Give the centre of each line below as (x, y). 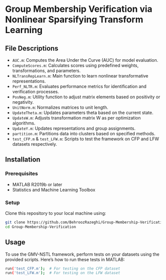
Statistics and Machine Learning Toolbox (54, 190)
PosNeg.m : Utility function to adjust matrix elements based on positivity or (86, 97)
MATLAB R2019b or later (37, 184)
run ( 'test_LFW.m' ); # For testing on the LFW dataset (63, 273)
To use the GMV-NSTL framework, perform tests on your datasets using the (82, 254)
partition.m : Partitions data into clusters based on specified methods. (84, 134)
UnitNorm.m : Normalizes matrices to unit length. (60, 107)
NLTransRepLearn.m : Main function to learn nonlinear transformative (80, 76)
